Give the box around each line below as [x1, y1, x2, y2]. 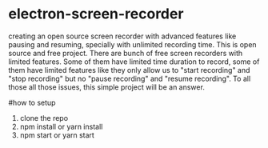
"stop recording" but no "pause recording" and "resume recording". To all [8, 74, 251, 83]
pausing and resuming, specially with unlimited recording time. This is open [8, 39, 258, 49]
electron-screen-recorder [8, 5, 184, 23]
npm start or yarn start [19, 130, 94, 140]
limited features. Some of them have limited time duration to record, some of [8, 57, 260, 66]
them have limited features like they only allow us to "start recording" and [8, 65, 250, 74]
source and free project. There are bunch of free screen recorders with [8, 48, 243, 58]
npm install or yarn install [19, 122, 103, 131]
